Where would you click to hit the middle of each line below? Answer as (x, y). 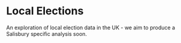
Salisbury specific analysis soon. (47, 33)
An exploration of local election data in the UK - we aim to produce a (91, 27)
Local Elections (45, 11)
